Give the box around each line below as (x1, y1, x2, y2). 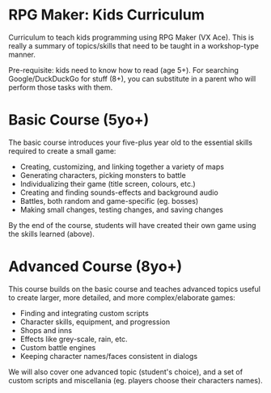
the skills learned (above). (8, 229, 95, 239)
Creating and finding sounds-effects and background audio (19, 188, 218, 197)
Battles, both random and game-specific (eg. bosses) (19, 196, 199, 205)
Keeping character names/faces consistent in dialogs (19, 351, 198, 361)
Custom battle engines (19, 342, 96, 353)
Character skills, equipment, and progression (19, 317, 171, 327)
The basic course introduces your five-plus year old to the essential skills (8, 137, 253, 147)
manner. (8, 49, 36, 59)
